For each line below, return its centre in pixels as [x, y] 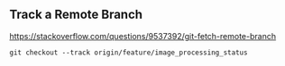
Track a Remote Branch [76, 15]
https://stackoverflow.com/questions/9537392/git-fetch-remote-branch [143, 36]
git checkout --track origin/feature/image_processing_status [129, 53]
